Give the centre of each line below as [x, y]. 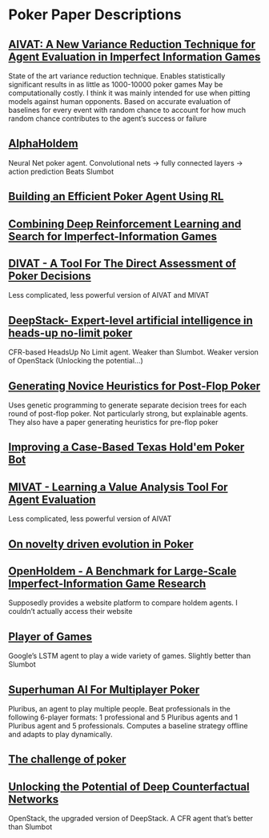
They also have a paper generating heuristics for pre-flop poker [113, 423]
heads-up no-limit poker [70, 333]
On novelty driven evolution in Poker [101, 544]
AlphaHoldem [43, 144]
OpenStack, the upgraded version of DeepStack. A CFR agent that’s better [131, 819]
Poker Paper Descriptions [95, 15]
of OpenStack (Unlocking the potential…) [76, 361]
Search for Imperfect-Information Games [113, 237]
